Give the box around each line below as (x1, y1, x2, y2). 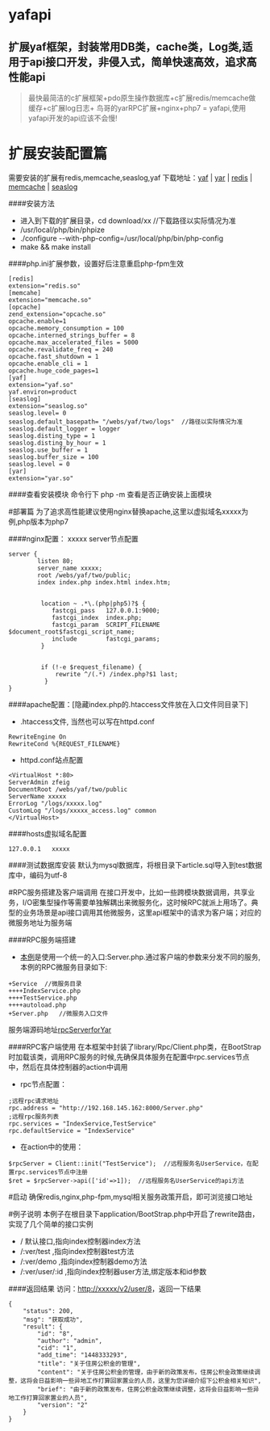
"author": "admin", (37, 1336, 103, 1345)
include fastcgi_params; (51, 634, 160, 643)
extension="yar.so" (8, 474, 74, 482)
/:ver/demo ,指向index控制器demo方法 (19, 1256, 147, 1266)
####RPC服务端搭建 (8, 935, 77, 945)
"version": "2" (37, 1400, 89, 1409)
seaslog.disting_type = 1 (8, 431, 95, 440)
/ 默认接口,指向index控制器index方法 (19, 1236, 141, 1246)
